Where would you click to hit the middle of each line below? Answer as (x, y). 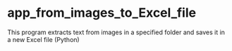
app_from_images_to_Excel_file (102, 13)
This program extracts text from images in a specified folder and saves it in (116, 32)
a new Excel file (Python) (43, 39)
